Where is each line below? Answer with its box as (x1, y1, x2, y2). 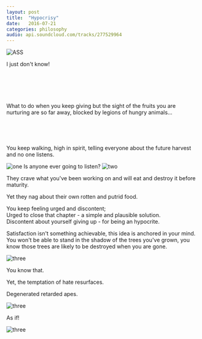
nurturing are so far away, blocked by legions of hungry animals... (6, 109, 173, 116)
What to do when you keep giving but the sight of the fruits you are (6, 102, 176, 110)
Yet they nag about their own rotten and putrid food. (6, 193, 138, 200)
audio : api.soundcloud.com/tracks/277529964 (6, 32, 122, 38)
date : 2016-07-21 (6, 20, 56, 26)
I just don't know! (6, 61, 50, 68)
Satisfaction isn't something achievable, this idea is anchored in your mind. (6, 230, 196, 237)
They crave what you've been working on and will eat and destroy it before (6, 175, 196, 182)
